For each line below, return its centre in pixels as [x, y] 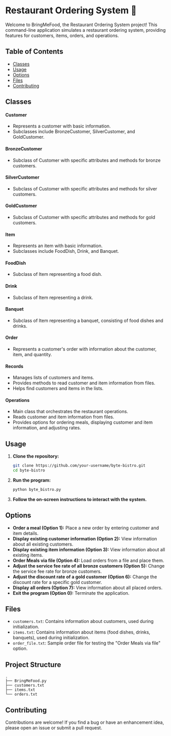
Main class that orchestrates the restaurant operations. [70, 412]
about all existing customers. [43, 544]
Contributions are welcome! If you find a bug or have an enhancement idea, [85, 722]
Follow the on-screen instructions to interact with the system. [80, 499]
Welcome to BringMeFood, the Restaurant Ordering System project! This [81, 25]
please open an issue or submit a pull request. [54, 728]
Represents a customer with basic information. [62, 126]
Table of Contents [34, 51]
